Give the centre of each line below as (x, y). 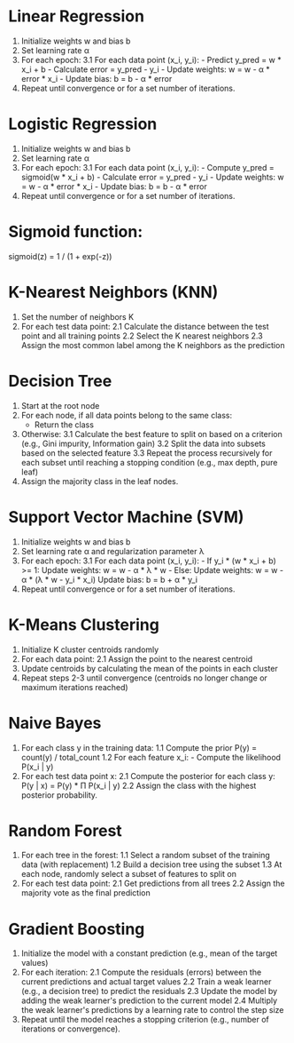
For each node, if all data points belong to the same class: (126, 415)
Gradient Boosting (77, 929)
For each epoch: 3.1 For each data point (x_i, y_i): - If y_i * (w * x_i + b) (148, 561)
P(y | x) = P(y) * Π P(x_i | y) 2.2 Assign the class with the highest (139, 785)
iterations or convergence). (70, 1029)
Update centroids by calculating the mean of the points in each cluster (149, 668)
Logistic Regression (83, 124)
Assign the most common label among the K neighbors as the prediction (153, 345)
